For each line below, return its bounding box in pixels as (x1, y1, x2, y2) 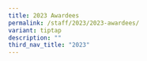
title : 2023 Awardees (8, 11, 80, 20)
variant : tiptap (8, 26, 62, 34)
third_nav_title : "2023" (8, 41, 90, 49)
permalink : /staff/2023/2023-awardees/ (8, 19, 140, 27)
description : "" (8, 33, 62, 42)
